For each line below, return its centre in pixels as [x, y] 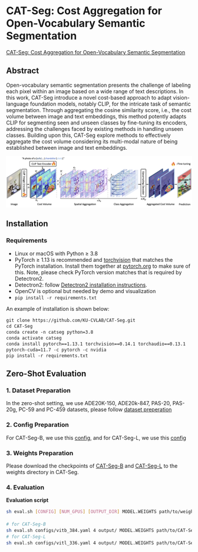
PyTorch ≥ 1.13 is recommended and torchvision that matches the [94, 259]
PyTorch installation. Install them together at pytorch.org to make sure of [102, 266]
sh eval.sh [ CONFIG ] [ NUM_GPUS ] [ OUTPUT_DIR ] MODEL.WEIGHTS [82, 512]
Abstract [23, 71]
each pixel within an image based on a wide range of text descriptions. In [95, 91]
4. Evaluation [25, 487]
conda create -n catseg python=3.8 [50, 332]
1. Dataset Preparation [38, 390]
